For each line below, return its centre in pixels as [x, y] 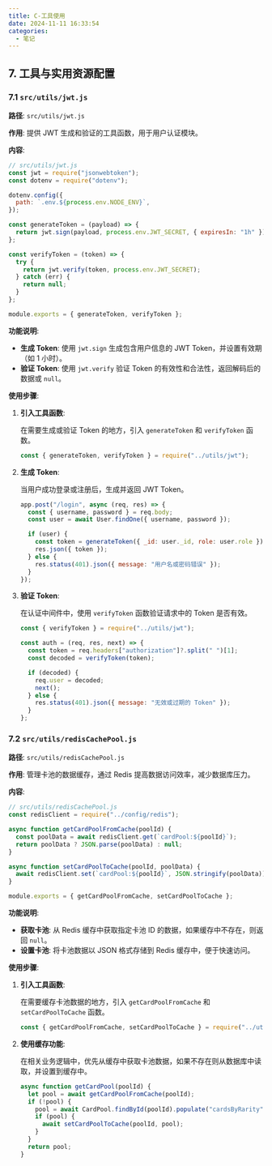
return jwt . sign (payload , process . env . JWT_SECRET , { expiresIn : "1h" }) [141, 233]
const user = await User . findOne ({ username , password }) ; [130, 519]
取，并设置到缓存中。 [55, 1071]
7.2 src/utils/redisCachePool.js [73, 738]
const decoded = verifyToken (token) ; [91, 658]
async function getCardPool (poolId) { [85, 1087]
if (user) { [48, 534]
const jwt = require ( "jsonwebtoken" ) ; [74, 173]
